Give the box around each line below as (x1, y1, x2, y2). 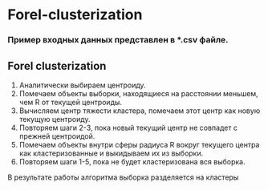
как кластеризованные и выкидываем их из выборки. (18, 148, 204, 158)
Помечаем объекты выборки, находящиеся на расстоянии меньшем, (18, 88, 258, 98)
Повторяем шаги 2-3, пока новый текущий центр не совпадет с (18, 123, 238, 132)
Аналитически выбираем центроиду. (18, 80, 146, 90)
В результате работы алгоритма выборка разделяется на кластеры (7, 172, 239, 182)
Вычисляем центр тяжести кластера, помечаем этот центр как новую (18, 106, 261, 115)
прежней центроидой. (18, 131, 95, 141)
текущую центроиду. (18, 114, 91, 123)
